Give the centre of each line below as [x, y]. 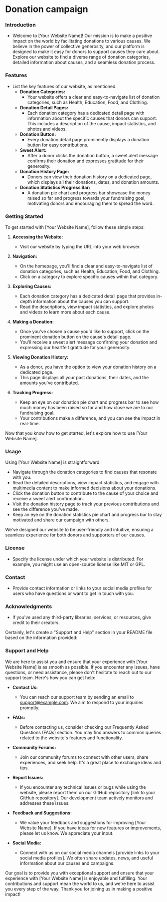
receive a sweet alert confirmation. [48, 499]
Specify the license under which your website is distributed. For [78, 559]
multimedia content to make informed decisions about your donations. [84, 488]
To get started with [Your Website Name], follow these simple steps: [75, 227]
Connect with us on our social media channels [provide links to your [89, 852]
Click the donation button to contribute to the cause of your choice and [85, 493]
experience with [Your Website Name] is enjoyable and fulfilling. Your [76, 878]
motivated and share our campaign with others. [61, 520]
